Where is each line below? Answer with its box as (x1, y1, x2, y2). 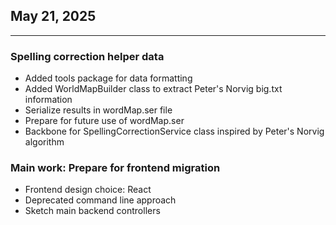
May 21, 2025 (10, 8, 97, 25)
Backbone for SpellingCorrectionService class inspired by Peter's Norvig (24, 125, 325, 138)
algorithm (24, 136, 65, 148)
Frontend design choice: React (24, 184, 152, 196)
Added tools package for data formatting (24, 72, 193, 84)
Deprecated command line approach (24, 194, 177, 206)
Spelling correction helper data (10, 49, 165, 63)
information (24, 94, 73, 106)
